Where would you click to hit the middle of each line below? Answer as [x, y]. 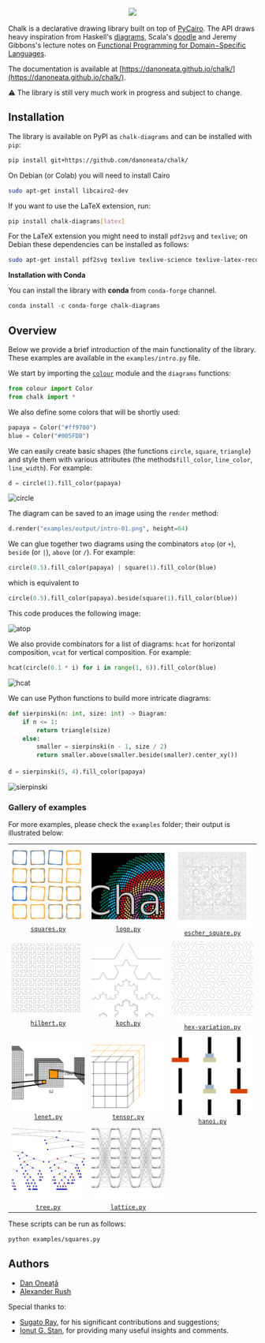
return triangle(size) [74, 730]
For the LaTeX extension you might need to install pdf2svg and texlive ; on [128, 236]
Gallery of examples [47, 807]
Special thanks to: [37, 1307]
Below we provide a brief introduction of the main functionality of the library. [132, 350]
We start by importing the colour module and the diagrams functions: [119, 373]
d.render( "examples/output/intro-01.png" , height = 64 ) [99, 529]
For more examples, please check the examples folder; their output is [119, 825]
